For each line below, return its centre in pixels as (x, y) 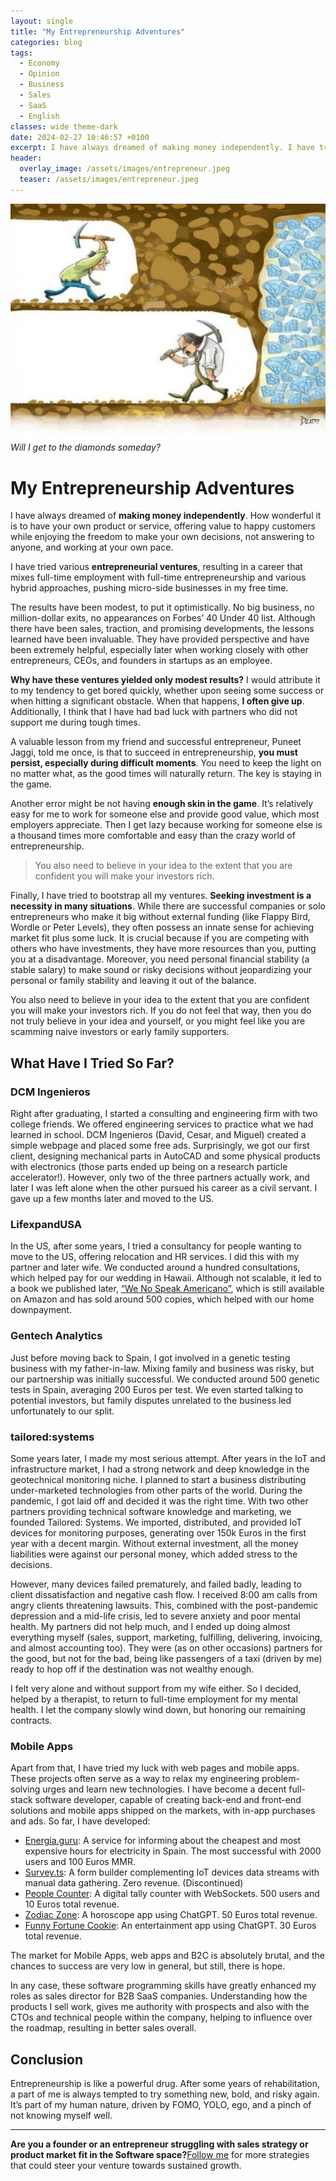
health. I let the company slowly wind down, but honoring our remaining (158, 1709)
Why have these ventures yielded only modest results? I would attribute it (165, 680)
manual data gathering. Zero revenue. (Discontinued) (134, 1883)
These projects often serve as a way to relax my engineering (135, 1779)
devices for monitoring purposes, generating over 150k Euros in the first (158, 1532)
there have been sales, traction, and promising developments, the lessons (162, 629)
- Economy (39, 63)
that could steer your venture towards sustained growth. (126, 2166)
